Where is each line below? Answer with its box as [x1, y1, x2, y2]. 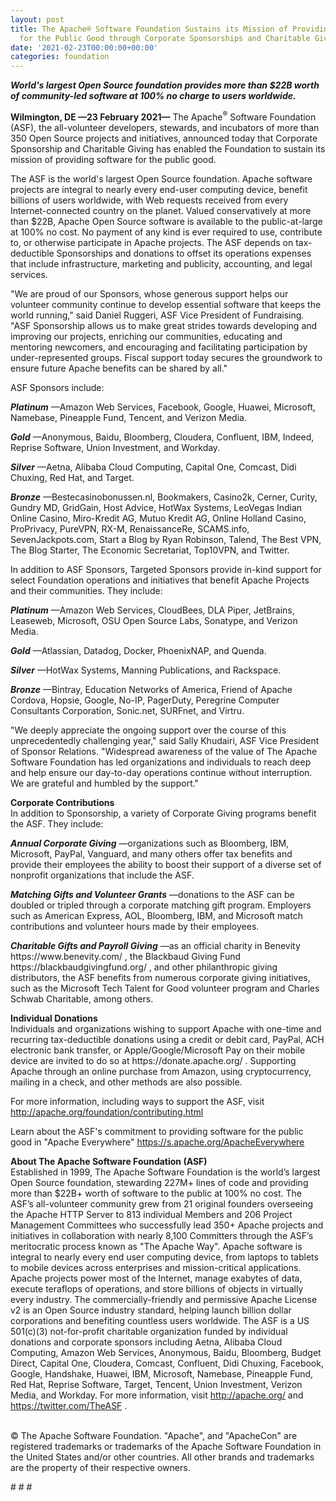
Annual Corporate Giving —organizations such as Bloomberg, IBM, [10, 837, 290, 849]
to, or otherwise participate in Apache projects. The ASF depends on [10, 236, 294, 248]
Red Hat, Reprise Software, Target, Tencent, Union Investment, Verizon [10, 1378, 303, 1390]
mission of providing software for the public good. [10, 153, 217, 165]
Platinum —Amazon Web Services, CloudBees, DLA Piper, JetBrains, [10, 604, 295, 616]
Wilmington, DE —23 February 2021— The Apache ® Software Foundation [10, 109, 317, 123]
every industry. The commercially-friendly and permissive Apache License [10, 1293, 318, 1305]
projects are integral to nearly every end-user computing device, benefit [10, 183, 308, 195]
